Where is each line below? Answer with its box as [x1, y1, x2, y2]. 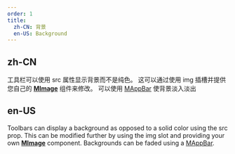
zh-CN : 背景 [13, 23, 47, 30]
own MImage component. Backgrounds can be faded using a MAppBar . [7, 139, 215, 147]
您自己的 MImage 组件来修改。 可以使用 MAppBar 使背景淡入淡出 [7, 84, 196, 93]
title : [7, 17, 27, 24]
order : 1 [7, 10, 33, 18]
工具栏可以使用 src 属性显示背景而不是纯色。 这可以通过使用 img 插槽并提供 [7, 75, 227, 84]
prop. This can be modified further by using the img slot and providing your [7, 131, 225, 139]
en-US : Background [13, 30, 68, 37]
